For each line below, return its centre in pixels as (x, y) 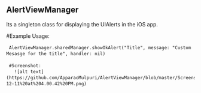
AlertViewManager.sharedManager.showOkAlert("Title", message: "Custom (100, 47)
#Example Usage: (28, 36)
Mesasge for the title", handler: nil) (56, 53)
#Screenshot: (25, 65)
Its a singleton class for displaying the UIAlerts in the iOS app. (82, 24)
